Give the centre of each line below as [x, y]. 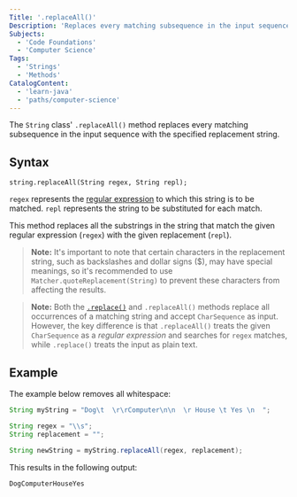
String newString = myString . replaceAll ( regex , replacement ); [126, 450]
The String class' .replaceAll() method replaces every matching [129, 125]
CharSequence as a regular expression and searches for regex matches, [159, 335]
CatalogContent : [39, 83]
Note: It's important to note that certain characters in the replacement [158, 252]
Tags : [19, 58]
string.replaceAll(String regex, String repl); [99, 182]
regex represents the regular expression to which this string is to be [132, 199]
